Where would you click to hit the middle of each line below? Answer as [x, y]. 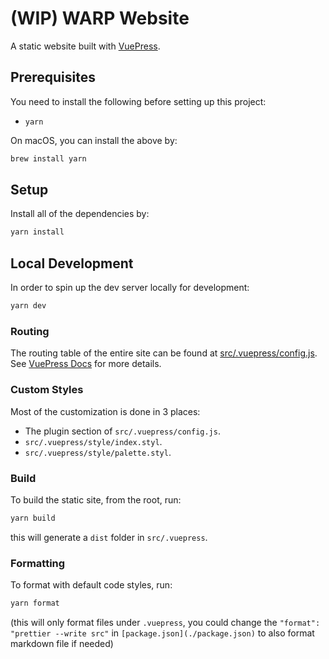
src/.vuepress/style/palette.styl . [98, 452]
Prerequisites [53, 77]
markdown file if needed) [62, 643]
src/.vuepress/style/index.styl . [93, 441]
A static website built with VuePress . [85, 46]
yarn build [33, 518]
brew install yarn [48, 158]
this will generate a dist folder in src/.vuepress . [109, 537]
